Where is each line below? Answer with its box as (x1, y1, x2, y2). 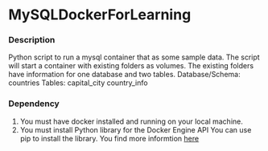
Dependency (8, 98, 60, 109)
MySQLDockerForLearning (8, 6, 192, 24)
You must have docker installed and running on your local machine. (19, 116, 243, 126)
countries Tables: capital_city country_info (8, 78, 148, 88)
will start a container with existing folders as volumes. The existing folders (8, 61, 254, 71)
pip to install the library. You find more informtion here (19, 133, 200, 143)
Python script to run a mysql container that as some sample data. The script (8, 52, 260, 62)
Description (8, 35, 56, 46)
